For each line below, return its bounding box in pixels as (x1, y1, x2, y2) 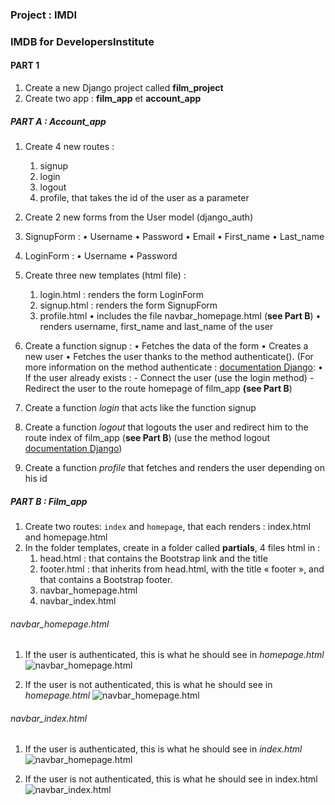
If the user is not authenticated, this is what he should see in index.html (24, 773, 318, 785)
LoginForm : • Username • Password (24, 250, 178, 262)
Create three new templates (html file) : (24, 269, 187, 282)
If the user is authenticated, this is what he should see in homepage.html (24, 649, 325, 661)
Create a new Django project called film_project (24, 82, 224, 94)
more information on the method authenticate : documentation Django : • (24, 361, 323, 373)
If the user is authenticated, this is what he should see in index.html (24, 743, 303, 755)
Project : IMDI (10, 8, 78, 22)
